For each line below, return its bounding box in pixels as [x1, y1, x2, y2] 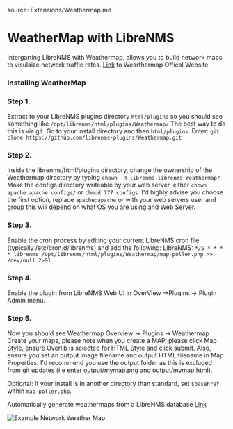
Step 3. [7, 220, 33, 230]
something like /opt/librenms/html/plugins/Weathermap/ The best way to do [7, 119, 226, 128]
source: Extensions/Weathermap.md [7, 6, 112, 14]
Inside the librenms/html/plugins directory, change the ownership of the [7, 166, 213, 174]
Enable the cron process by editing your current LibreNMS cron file [7, 236, 200, 244]
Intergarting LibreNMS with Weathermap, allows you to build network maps [7, 53, 223, 61]
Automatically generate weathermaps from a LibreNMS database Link [7, 401, 207, 409]
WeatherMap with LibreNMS [7, 31, 175, 46]
